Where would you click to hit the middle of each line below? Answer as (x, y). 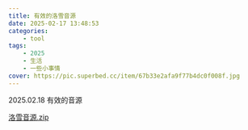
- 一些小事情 (42, 69)
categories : (28, 31)
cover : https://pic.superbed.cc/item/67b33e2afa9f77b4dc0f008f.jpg (124, 76)
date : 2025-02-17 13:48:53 (54, 23)
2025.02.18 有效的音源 (46, 100)
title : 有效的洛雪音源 (42, 16)
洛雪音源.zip (29, 117)
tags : (17, 46)
